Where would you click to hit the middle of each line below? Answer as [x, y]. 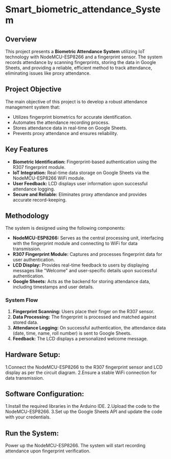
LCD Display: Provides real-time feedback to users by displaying [81, 265]
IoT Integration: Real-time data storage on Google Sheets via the [81, 172]
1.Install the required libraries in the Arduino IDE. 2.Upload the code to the [82, 406]
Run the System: [32, 433]
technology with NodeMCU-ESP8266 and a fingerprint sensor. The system [84, 57]
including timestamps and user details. [53, 287]
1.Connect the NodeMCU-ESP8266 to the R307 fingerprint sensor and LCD [84, 367]
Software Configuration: [45, 394]
